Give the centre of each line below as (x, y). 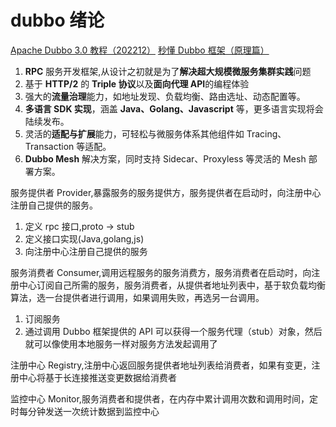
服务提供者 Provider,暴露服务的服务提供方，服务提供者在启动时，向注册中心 (166, 192)
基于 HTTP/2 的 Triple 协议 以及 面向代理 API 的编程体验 (137, 83)
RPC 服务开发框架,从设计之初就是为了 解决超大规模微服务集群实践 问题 (168, 71)
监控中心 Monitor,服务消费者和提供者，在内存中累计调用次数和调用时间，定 (164, 398)
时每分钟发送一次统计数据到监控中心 (85, 411)
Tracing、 (266, 133)
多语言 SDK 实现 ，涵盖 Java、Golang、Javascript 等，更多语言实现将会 (174, 108)
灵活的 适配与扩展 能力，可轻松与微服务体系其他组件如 (134, 133)
